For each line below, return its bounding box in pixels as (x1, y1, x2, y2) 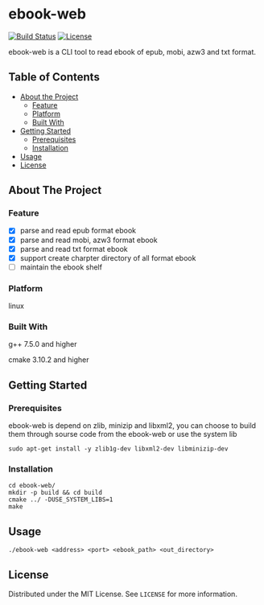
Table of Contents (8, 70, 101, 84)
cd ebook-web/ (8, 482, 56, 490)
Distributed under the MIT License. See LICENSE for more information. (8, 589, 237, 599)
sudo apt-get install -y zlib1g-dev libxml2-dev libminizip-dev (8, 445, 229, 453)
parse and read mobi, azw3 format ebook (19, 235, 159, 245)
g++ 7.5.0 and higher (8, 340, 78, 349)
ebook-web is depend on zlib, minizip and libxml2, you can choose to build (8, 421, 256, 430)
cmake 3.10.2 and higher (8, 355, 90, 364)
